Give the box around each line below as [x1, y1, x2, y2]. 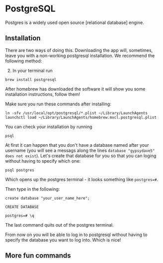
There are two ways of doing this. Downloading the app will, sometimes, [5, 47, 153, 53]
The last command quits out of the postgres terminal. [5, 222, 114, 228]
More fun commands [5, 252, 71, 260]
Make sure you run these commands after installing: [5, 101, 112, 107]
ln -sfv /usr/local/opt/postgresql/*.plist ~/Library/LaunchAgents [5, 110, 148, 115]
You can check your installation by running [5, 123, 92, 130]
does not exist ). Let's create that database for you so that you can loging [5, 153, 157, 159]
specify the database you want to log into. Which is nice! [5, 237, 121, 243]
